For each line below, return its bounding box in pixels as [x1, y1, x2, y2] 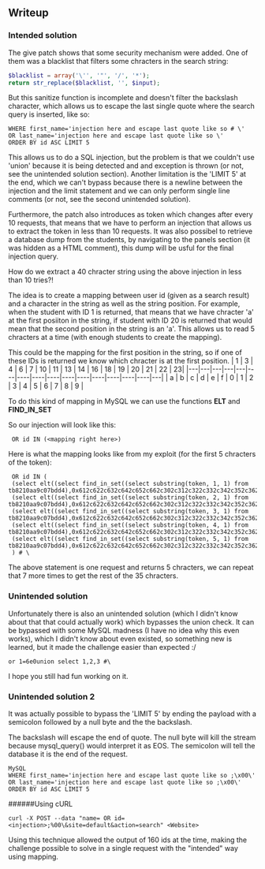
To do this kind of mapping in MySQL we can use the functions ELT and [8, 397, 241, 406]
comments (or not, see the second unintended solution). [8, 195, 191, 204]
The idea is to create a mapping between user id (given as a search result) [8, 291, 250, 300]
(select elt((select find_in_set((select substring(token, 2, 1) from [11, 494, 248, 502]
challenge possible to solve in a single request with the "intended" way [8, 844, 239, 853]
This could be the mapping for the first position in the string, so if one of [8, 348, 242, 357]
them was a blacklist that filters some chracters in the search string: [8, 56, 229, 65]
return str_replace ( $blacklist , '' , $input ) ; [8, 79, 160, 87]
